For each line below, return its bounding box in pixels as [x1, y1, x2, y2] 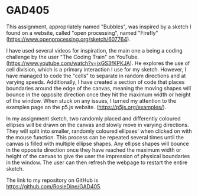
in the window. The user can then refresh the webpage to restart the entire [6, 159, 188, 166]
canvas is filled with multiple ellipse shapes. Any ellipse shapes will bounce [6, 140, 189, 147]
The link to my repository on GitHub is [6, 177, 99, 184]
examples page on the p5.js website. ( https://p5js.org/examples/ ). [6, 103, 167, 110]
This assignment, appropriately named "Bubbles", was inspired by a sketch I [6, 23, 191, 30]
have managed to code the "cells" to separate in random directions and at [6, 72, 186, 79]
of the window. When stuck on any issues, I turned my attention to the [6, 97, 176, 104]
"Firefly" [138, 29, 158, 36]
